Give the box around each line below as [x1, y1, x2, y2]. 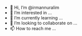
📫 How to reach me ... [9, 26, 56, 31]
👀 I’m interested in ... [9, 10, 52, 16]
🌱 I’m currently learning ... [9, 15, 63, 20]
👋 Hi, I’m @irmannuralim [9, 5, 60, 10]
